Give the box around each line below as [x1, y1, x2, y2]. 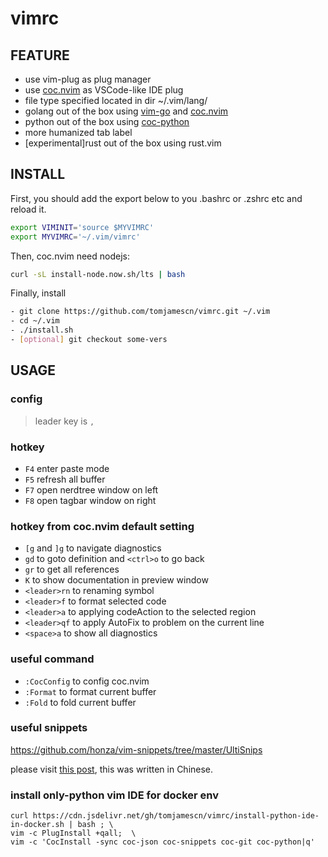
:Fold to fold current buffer [24, 696, 137, 708]
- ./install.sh [10, 325, 74, 336]
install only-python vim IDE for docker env [10, 788, 220, 802]
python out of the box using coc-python [24, 116, 190, 127]
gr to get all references [24, 563, 120, 576]
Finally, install [10, 287, 67, 299]
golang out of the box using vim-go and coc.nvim [24, 105, 229, 117]
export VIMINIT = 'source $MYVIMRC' [10, 222, 155, 232]
